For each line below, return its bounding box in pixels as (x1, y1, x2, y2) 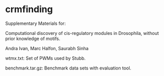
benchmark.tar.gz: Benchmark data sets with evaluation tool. (5, 65, 132, 71)
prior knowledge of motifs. (5, 35, 61, 42)
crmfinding (5, 4, 53, 15)
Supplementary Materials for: (5, 20, 66, 26)
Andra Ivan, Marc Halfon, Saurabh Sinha (5, 45, 89, 51)
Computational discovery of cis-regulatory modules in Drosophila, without (5, 30, 159, 36)
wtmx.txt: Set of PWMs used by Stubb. (5, 55, 86, 61)
